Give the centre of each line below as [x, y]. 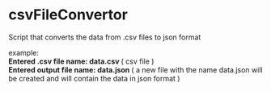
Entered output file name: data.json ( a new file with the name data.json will [135, 69]
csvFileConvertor [68, 15]
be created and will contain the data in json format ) [94, 78]
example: [23, 52]
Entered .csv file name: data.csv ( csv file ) [81, 61]
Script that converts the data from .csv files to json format [105, 37]
